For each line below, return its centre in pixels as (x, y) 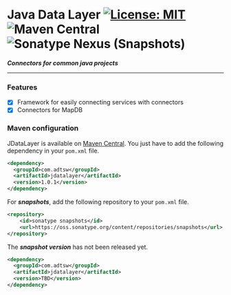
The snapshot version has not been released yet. (78, 247)
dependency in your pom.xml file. (53, 151)
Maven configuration (43, 129)
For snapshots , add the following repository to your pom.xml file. (98, 202)
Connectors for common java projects (63, 63)
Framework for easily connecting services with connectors (100, 102)
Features (22, 87)
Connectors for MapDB (50, 110)
